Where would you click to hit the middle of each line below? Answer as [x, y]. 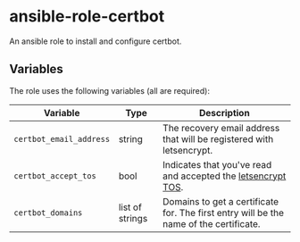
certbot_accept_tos [55, 175]
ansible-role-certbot [87, 17]
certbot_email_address [62, 139]
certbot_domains [48, 213]
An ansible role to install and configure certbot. [96, 41]
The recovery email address [221, 128]
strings [133, 218]
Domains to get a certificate [221, 201]
